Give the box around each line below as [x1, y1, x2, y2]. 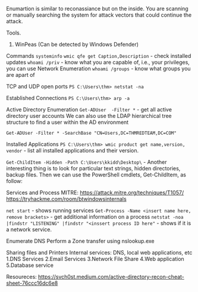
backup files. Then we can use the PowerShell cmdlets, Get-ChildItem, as [6, 171, 186, 178]
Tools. [6, 29, 21, 36]
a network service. [6, 226, 52, 233]
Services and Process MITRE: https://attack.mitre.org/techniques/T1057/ [6, 189, 184, 196]
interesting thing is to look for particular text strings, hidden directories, [6, 165, 181, 172]
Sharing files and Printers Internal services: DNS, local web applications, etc [6, 249, 193, 256]
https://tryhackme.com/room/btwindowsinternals [6, 195, 127, 202]
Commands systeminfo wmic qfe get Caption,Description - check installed [6, 52, 191, 59]
